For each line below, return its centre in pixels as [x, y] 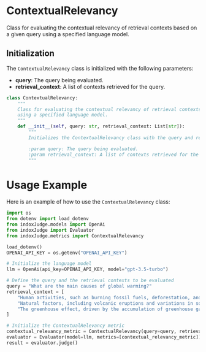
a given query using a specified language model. [68, 34]
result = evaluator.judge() [42, 343]
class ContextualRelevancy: [42, 98]
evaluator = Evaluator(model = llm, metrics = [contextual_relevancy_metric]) [104, 337]
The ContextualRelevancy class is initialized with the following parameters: [100, 68]
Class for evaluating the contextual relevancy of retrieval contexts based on [102, 28]
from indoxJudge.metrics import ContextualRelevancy [75, 236]
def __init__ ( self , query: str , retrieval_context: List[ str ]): [101, 126]
